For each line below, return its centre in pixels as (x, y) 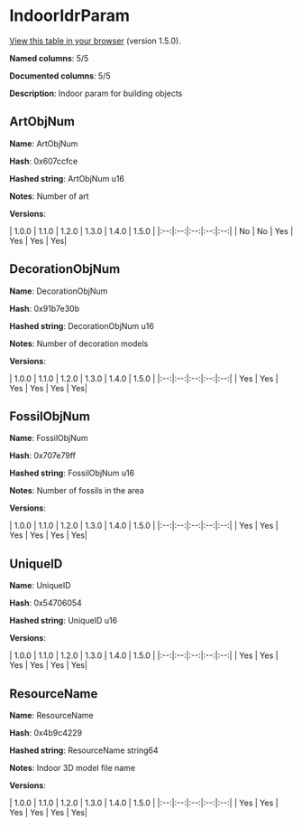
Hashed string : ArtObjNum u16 (67, 178)
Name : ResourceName (51, 715)
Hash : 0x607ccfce (44, 161)
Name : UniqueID (40, 586)
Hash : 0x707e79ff (43, 456)
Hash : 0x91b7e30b (44, 308)
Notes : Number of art (49, 196)
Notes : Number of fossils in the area (77, 491)
